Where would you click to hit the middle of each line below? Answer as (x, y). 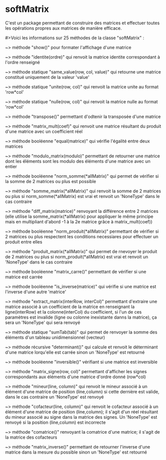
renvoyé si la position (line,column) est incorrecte (55, 422)
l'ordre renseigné (23, 62)
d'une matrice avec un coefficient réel (44, 131)
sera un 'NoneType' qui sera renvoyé (43, 322)
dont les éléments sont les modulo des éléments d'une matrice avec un (78, 161)
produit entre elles (24, 242)
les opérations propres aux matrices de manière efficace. (64, 28)
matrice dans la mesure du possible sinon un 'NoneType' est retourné (76, 452)
